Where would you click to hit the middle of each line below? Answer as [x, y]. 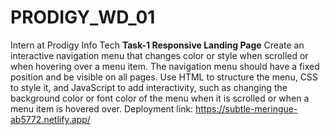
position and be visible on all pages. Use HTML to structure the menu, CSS [164, 77]
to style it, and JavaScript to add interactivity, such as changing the [149, 87]
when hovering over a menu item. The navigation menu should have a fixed [165, 66]
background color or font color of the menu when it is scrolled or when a [160, 98]
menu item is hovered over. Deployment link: [102, 108]
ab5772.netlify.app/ [50, 119]
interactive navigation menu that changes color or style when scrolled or [159, 55]
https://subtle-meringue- [246, 108]
